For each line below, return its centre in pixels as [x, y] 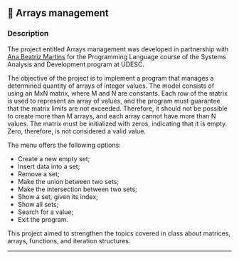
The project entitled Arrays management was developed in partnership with [118, 49]
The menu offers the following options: [64, 145]
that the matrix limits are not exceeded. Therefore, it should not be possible [117, 108]
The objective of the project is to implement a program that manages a [111, 78]
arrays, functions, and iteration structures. [69, 240]
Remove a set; [38, 174]
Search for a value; [46, 212]
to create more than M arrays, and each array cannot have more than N [112, 116]
